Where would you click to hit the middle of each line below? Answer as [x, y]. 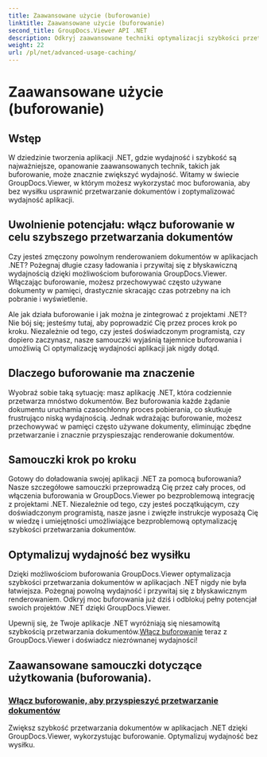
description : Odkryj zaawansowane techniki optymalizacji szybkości [124, 38]
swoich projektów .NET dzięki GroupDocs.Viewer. [89, 608]
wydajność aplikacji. [41, 200]
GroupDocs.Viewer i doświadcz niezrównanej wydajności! [103, 640]
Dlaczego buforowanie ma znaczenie [102, 373]
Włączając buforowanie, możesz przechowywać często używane [115, 282]
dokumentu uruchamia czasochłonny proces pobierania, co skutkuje [120, 409]
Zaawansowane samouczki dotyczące [105, 665]
